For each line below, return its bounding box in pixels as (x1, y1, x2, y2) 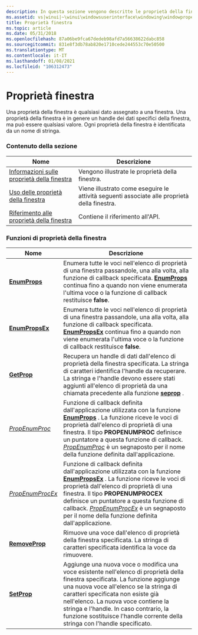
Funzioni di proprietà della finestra (6, 234, 107, 242)
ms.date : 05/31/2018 (6, 31, 57, 37)
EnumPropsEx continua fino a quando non (63, 327, 181, 336)
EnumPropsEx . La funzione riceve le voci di (63, 474, 186, 483)
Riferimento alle (9, 209, 52, 217)
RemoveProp (9, 539, 46, 548)
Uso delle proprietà (9, 188, 62, 196)
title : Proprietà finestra (6, 19, 72, 25)
